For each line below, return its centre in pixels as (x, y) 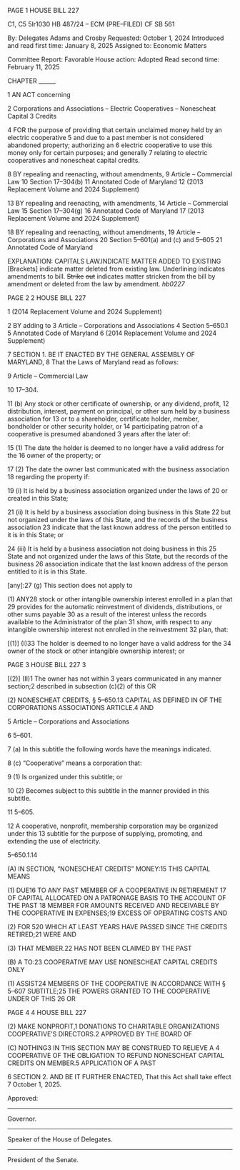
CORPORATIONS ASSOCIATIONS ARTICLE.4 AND (81, 707)
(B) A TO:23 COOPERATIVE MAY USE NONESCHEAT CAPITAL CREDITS (112, 962)
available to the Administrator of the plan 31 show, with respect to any (110, 622)
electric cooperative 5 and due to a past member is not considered (105, 137)
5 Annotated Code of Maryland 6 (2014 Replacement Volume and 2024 (112, 333)
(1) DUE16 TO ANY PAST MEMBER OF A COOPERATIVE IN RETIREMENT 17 (117, 890)
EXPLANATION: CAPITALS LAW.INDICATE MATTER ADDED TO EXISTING (114, 261)
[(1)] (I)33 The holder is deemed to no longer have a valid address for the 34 (119, 643)
